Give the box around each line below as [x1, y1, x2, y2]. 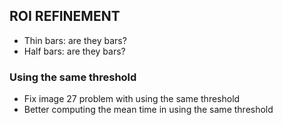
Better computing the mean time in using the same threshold [23, 104, 274, 116]
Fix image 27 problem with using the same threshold [23, 93, 241, 105]
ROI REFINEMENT [9, 8, 121, 25]
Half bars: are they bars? [23, 45, 126, 57]
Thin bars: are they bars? [23, 34, 127, 46]
